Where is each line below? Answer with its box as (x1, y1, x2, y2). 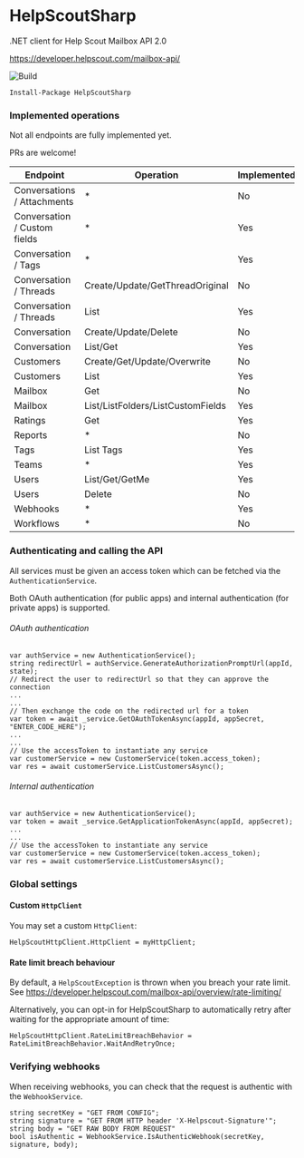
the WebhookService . (9, 1090, 83, 1102)
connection (9, 682, 51, 692)
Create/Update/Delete (84, 326, 178, 338)
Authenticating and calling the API (9, 545, 164, 558)
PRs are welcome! (9, 147, 77, 159)
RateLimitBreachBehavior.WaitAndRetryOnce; (9, 1039, 176, 1048)
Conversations (14, 184, 76, 197)
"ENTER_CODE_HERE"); (9, 722, 88, 731)
